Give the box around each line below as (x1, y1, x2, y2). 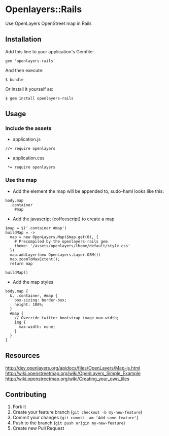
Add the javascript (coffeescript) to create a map (12, 216, 115, 222)
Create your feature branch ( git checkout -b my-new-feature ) (12, 409, 143, 415)
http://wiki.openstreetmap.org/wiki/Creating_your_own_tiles (5, 376, 129, 382)
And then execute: (5, 67, 44, 73)
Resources (5, 351, 40, 360)
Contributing (5, 390, 47, 399)
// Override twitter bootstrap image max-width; (14, 315, 119, 320)
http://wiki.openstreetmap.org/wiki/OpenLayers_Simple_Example (5, 370, 141, 376)
